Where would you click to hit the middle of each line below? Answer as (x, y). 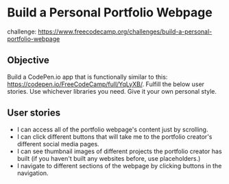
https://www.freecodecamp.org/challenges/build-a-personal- (125, 31)
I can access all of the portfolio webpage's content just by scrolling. (112, 129)
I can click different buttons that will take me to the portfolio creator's (114, 136)
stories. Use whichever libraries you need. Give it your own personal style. (112, 91)
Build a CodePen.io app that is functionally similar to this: (87, 77)
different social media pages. (58, 144)
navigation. (33, 173)
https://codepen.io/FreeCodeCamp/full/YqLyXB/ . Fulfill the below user (106, 84)
